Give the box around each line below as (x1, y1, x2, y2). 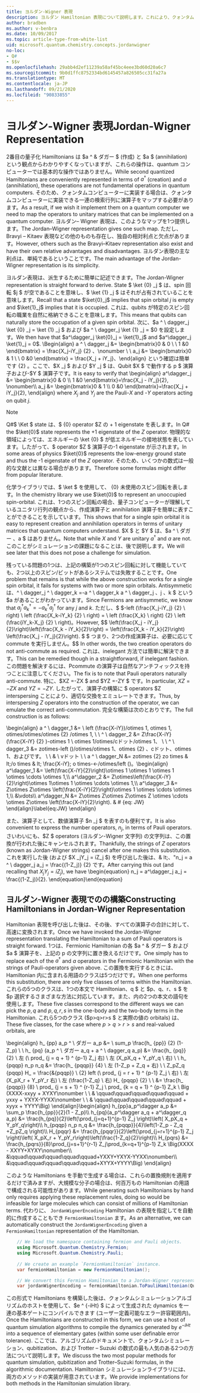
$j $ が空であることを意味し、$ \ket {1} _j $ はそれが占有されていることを (12, 289, 193, 296)
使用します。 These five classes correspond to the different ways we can (6, 1000, 184, 1008)
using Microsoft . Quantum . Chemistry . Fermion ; (17, 1244, 129, 1250)
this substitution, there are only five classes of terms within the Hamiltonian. (6, 978, 192, 986)
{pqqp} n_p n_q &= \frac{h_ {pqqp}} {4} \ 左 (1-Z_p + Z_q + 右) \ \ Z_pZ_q (6, 1062, 185, 1069)
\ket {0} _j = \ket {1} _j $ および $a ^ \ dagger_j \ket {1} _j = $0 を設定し (6, 326, 180, 333)
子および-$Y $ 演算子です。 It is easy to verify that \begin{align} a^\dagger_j (6, 370, 192, 377)
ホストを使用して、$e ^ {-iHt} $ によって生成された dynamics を (26, 1302, 184, 1309)
